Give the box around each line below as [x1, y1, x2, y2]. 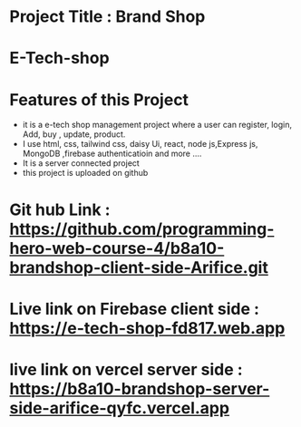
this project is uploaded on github [22, 168, 149, 179]
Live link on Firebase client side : [9, 298, 260, 319]
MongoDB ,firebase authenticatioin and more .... [22, 148, 202, 160]
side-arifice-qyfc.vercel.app [9, 397, 229, 418]
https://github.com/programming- [9, 218, 275, 239]
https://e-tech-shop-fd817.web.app [9, 317, 286, 338]
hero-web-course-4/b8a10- [9, 238, 225, 258]
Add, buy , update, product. [22, 129, 126, 140]
